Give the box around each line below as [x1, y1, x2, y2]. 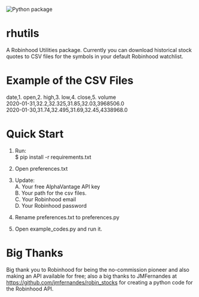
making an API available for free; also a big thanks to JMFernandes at [6, 272, 177, 280]
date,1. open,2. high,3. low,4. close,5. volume [6, 93, 117, 101]
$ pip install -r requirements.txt [14, 153, 91, 160]
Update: [14, 177, 35, 184]
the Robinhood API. [6, 285, 54, 292]
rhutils [6, 27, 39, 40]
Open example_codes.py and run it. [14, 225, 103, 232]
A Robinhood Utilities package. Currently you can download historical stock [6, 46, 192, 53]
